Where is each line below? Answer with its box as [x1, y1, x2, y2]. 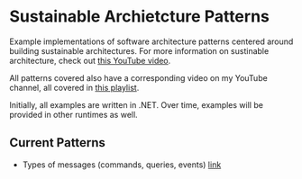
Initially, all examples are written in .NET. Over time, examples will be [9, 99, 264, 110]
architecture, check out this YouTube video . [9, 55, 171, 66]
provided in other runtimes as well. [9, 109, 138, 120]
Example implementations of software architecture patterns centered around [9, 36, 294, 47]
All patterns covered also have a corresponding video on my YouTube [9, 72, 268, 83]
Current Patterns [9, 135, 106, 150]
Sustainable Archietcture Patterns [9, 6, 270, 27]
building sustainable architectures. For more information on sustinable [9, 45, 270, 56]
